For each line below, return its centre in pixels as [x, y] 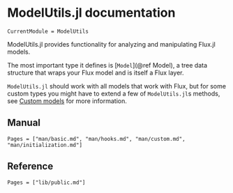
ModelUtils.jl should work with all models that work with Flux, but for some [117, 86]
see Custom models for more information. [67, 101]
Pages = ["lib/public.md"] [46, 183]
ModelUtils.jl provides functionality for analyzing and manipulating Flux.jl [112, 44]
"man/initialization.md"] [45, 145]
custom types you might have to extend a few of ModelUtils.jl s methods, [114, 93]
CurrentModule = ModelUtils [48, 31]
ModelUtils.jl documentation [91, 13]
